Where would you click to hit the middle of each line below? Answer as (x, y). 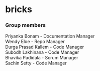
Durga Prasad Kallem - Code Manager (45, 47)
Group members (26, 25)
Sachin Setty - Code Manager (36, 63)
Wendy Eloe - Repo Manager (35, 42)
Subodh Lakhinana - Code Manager (42, 52)
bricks (19, 9)
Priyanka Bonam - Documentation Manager (50, 36)
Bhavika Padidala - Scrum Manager (42, 58)
